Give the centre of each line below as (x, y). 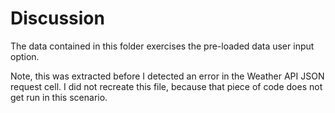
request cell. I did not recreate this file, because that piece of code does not (166, 86)
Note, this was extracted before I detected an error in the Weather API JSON (167, 76)
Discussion (57, 18)
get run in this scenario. (59, 97)
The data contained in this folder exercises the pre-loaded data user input (162, 46)
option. (25, 56)
